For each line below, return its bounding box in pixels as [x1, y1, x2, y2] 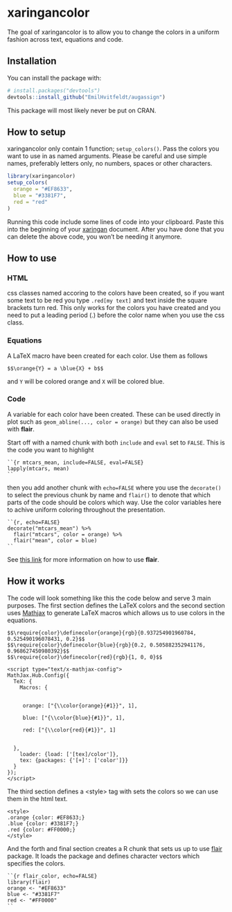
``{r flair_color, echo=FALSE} [7, 872, 98, 879]
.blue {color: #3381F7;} [7, 820, 79, 827]
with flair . [7, 424, 35, 433]
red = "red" [13, 198, 48, 205]
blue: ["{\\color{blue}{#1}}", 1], [22, 714, 126, 721]
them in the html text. [7, 794, 68, 802]
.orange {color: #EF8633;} [7, 814, 85, 821]
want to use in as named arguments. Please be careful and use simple [7, 152, 207, 160]
